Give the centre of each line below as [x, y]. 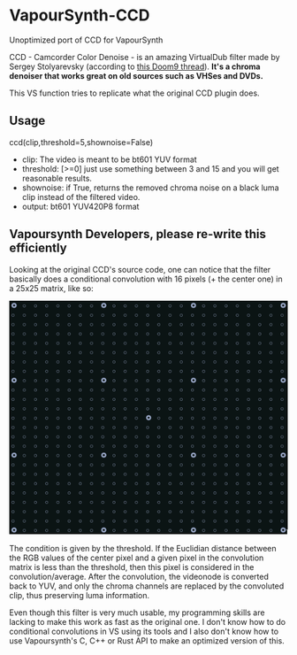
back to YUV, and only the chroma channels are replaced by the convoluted [147, 586]
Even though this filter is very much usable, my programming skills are [137, 613]
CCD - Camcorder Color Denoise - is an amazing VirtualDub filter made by [145, 57]
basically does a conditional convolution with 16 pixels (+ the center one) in [146, 279]
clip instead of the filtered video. [81, 196]
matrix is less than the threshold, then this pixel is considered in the [132, 566]
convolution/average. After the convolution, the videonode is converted [139, 576]
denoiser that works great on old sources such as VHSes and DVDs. [136, 75]
